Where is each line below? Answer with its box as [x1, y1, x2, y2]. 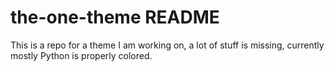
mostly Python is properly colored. [10, 49, 153, 61]
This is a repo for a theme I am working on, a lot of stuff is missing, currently [10, 39, 325, 51]
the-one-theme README [10, 6, 220, 29]
